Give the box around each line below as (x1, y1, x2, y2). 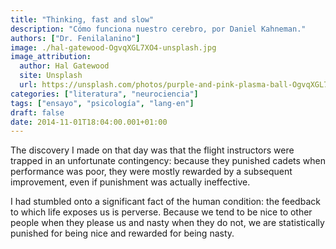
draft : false (10, 107, 65, 118)
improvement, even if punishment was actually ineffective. (10, 176, 251, 188)
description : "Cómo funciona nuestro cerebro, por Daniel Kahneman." (10, 24, 307, 34)
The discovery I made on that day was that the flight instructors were (10, 144, 295, 156)
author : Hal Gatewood (19, 61, 110, 71)
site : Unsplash (19, 71, 83, 81)
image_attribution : (10, 52, 92, 62)
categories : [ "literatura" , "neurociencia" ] (10, 89, 199, 99)
